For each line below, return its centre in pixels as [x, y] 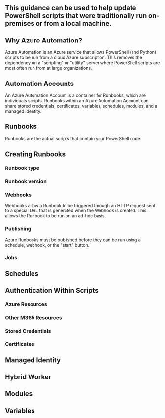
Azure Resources [26, 304]
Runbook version [26, 181]
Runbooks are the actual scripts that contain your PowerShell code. [73, 138]
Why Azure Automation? [44, 40]
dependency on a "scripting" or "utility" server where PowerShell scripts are [82, 63]
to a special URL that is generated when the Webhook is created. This [76, 211]
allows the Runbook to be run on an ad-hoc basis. [56, 216]
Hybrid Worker [28, 377]
